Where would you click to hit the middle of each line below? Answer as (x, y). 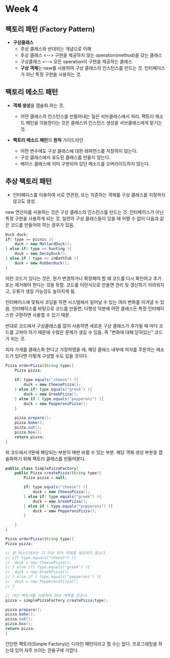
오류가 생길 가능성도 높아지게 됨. (44, 291)
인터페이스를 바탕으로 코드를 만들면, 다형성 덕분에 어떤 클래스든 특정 (79, 309)
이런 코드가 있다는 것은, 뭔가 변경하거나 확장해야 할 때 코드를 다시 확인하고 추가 (83, 278)
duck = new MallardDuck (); (43, 244)
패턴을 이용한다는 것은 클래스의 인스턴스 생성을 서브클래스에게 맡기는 (94, 122)
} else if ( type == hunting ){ (39, 249)
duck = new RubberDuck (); (42, 263)
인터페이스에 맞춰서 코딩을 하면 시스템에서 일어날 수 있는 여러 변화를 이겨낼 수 (82, 302)
